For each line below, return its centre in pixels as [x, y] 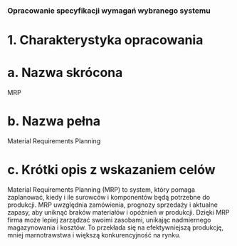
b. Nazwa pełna [54, 122]
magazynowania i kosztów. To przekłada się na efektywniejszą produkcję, [116, 227]
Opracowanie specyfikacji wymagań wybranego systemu [109, 11]
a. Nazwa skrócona [65, 73]
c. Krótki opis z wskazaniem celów [111, 170]
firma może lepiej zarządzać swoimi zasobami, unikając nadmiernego [109, 220]
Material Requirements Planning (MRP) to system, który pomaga [101, 189]
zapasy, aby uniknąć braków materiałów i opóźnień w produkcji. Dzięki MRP [118, 212]
